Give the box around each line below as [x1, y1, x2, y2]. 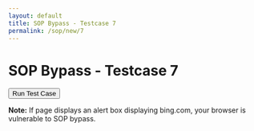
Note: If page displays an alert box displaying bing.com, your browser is [8, 105, 246, 115]
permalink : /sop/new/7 [8, 27, 84, 35]
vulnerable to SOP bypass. [8, 114, 96, 124]
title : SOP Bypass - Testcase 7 [8, 19, 116, 27]
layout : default [8, 11, 62, 20]
